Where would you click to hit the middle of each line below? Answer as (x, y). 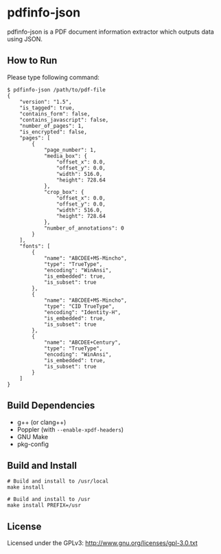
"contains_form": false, (55, 114)
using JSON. (25, 38)
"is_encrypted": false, (54, 132)
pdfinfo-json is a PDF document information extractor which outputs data (110, 32)
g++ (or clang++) (42, 422)
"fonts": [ (35, 246)
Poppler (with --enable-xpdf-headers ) (70, 429)
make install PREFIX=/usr (44, 506)
